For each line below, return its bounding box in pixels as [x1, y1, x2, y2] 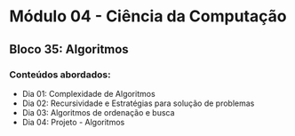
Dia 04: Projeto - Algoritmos [21, 116, 125, 127]
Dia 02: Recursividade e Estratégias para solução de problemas [21, 98, 255, 108]
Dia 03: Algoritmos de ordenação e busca [21, 107, 175, 117]
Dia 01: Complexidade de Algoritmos [21, 88, 155, 99]
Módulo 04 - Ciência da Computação [9, 6, 287, 27]
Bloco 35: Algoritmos [9, 42, 129, 57]
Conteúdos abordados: [9, 68, 111, 81]
